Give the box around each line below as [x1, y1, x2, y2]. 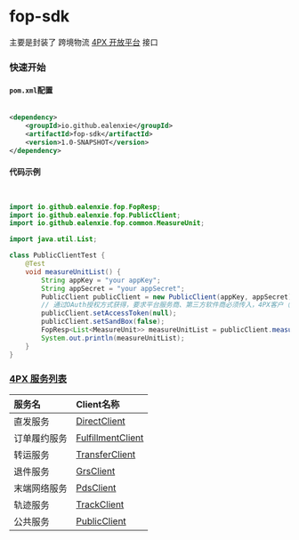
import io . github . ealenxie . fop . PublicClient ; [9, 211, 181, 220]
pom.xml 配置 [9, 85, 53, 95]
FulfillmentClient [76, 431, 144, 444]
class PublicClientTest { [9, 251, 105, 260]
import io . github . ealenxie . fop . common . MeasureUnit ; [9, 219, 205, 228]
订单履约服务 [13, 431, 69, 444]
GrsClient [76, 464, 116, 477]
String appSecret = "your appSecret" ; [41, 284, 185, 293]
